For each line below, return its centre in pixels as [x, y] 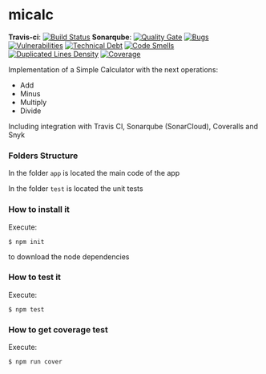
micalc [31, 15]
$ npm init [26, 242]
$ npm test [26, 309]
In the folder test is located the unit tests [76, 189]
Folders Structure [43, 156]
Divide [30, 111]
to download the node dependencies [69, 256]
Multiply [33, 102]
